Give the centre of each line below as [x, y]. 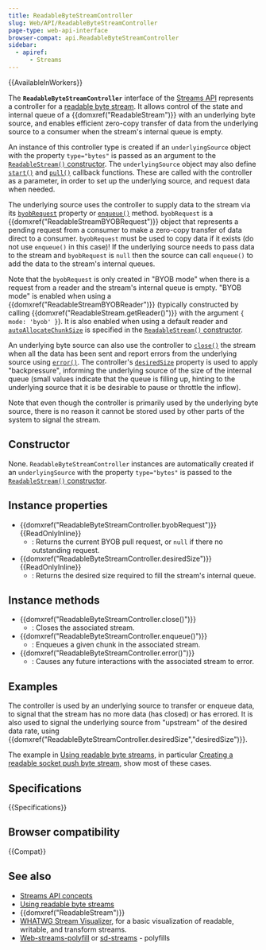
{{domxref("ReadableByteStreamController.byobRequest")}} [118, 524]
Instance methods [54, 600]
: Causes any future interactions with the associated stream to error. [143, 662]
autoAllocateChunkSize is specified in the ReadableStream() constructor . [126, 330]
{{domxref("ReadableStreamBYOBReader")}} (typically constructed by [123, 304]
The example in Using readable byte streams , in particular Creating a [121, 755]
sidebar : [23, 45]
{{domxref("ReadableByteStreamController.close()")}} [108, 620]
